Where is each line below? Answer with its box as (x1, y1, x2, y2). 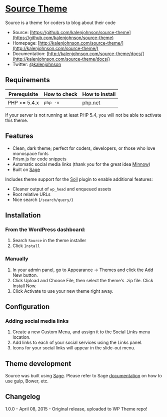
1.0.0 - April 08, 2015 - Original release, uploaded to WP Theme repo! (5, 405, 147, 411)
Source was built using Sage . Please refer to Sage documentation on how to (5, 373, 162, 379)
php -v (43, 100, 59, 105)
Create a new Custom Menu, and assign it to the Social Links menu (12, 329, 151, 335)
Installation (5, 211, 41, 220)
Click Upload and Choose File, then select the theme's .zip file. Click (12, 277, 153, 283)
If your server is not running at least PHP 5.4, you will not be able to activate (5, 112, 161, 118)
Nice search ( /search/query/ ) (12, 196, 73, 202)
